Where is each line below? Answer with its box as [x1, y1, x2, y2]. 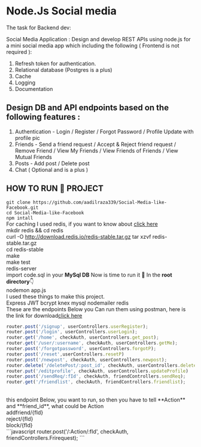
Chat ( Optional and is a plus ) [14, 166, 89, 173]
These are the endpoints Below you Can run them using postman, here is [6, 305, 186, 312]
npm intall [6, 215, 33, 221]
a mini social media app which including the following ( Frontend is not [6, 42, 179, 49]
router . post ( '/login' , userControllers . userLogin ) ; [6, 329, 138, 335]
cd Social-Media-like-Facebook [6, 209, 84, 216]
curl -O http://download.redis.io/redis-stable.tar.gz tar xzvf [6, 233, 151, 240]
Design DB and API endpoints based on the [6, 103, 169, 113]
